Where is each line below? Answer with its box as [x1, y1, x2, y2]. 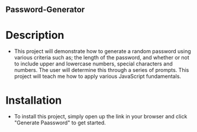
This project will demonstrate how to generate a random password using [14, 48, 192, 55]
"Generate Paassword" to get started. [14, 119, 106, 126]
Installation [5, 94, 62, 107]
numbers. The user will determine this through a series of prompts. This [14, 67, 189, 74]
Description [5, 28, 64, 42]
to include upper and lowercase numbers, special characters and [14, 60, 173, 67]
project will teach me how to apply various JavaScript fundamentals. [14, 73, 182, 80]
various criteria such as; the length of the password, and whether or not [14, 54, 190, 61]
